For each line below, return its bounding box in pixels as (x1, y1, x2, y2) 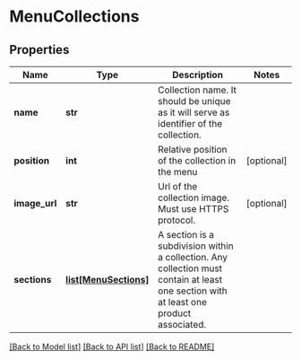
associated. (158, 319, 207, 330)
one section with (158, 285, 228, 297)
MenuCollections (9, 6, 140, 27)
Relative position (158, 144, 228, 155)
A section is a (158, 229, 215, 241)
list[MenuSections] (65, 274, 150, 285)
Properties (9, 42, 70, 57)
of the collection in (158, 154, 236, 167)
